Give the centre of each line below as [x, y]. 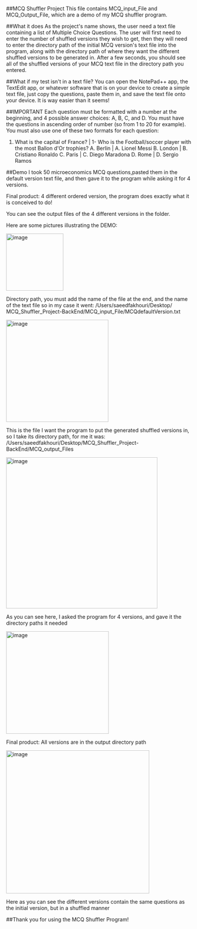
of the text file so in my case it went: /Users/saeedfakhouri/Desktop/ [89, 305]
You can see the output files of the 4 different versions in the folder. [88, 214]
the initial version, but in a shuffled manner [58, 908]
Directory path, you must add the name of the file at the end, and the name [97, 299]
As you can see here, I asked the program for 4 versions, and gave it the [94, 617]
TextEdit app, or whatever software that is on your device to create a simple [98, 88]
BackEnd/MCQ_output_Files [40, 449]
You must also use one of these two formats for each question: [83, 130]
